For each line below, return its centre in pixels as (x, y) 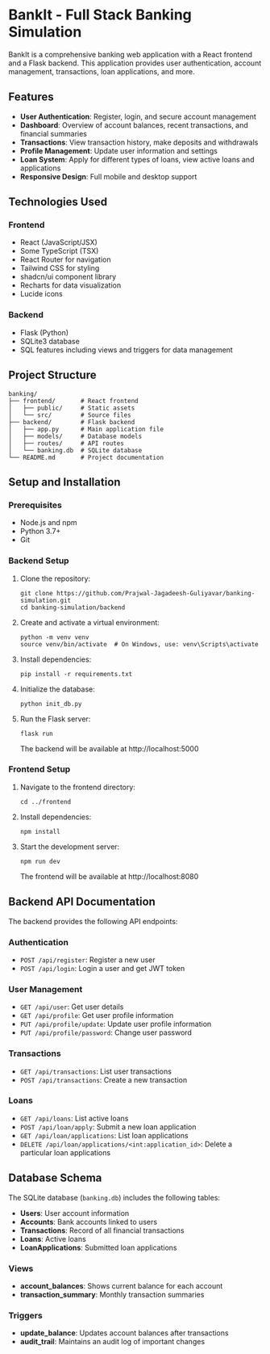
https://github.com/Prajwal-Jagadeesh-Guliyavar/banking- (156, 593)
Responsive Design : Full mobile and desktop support (108, 176)
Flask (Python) (44, 332)
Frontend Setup (39, 769)
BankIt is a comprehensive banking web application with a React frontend (130, 54)
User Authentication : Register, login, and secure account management (138, 116)
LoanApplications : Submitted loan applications (98, 1247)
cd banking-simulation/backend (73, 608)
